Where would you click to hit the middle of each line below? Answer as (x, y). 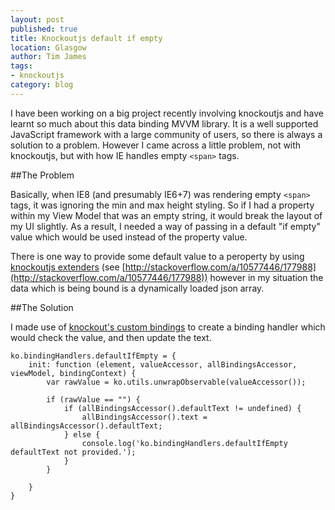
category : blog (42, 85)
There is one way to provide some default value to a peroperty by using (157, 256)
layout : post (37, 19)
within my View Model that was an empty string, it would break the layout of (166, 215)
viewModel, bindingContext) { (73, 373)
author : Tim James (48, 57)
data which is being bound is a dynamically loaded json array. (137, 288)
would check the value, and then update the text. (111, 337)
